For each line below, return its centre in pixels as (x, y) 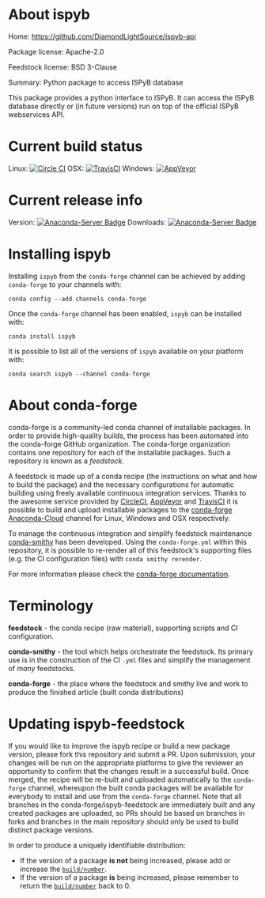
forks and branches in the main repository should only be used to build (123, 821)
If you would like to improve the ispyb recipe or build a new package (119, 745)
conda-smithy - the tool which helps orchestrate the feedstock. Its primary (131, 651)
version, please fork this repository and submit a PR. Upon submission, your (132, 754)
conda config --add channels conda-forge (78, 299)
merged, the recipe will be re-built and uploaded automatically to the (120, 779)
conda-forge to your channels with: (65, 284)
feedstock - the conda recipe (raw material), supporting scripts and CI (123, 628)
